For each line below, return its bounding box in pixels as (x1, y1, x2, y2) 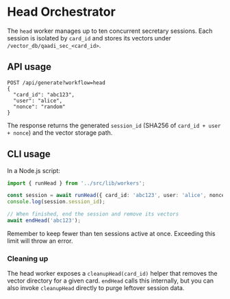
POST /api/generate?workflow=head (7, 79, 106, 86)
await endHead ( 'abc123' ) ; (7, 217, 81, 224)
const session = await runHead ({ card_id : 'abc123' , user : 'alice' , (7, 192, 207, 199)
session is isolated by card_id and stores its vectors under (7, 34, 172, 42)
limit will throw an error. (7, 237, 73, 245)
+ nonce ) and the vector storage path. (7, 128, 113, 137)
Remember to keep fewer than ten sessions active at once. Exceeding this (7, 229, 216, 237)
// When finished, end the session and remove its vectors (7, 211, 179, 218)
